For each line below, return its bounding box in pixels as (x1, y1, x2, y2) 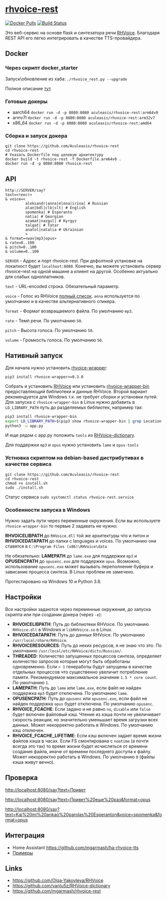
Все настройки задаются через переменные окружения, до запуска (5, 606, 151, 612)
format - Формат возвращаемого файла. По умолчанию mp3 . (5, 308, 133, 314)
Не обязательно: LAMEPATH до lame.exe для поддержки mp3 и (5, 553, 137, 559)
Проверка (5, 774, 38, 782)
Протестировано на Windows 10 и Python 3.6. (5, 579, 102, 585)
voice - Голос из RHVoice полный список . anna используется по (5, 293, 140, 299)
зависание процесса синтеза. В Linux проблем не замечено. (5, 569, 135, 575)
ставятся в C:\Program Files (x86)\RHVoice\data (5, 543, 107, 550)
